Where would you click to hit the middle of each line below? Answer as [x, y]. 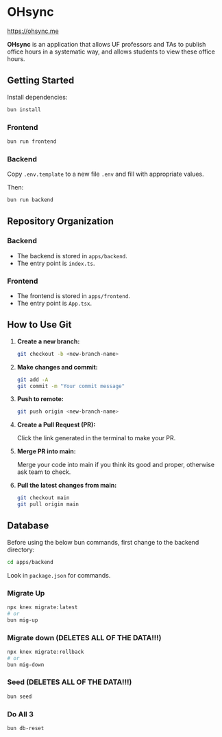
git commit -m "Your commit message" [71, 386]
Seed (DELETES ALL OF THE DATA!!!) [70, 682]
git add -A [33, 379]
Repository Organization [61, 222]
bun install [24, 110]
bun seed [20, 696]
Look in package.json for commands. [59, 575]
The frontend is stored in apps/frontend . [73, 295]
